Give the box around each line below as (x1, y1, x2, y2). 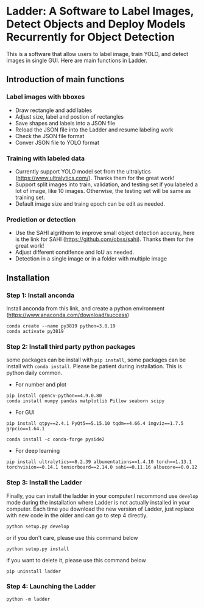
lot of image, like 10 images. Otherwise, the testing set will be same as (15, 187, 191, 194)
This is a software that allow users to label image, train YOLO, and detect (6, 50, 189, 57)
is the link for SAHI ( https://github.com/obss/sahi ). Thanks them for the (15, 236, 194, 243)
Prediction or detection (6, 215, 76, 223)
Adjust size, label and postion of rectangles (15, 113, 124, 120)
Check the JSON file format (15, 132, 85, 139)
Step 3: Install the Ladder (6, 478, 82, 487)
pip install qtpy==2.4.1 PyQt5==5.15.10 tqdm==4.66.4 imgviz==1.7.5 (6, 421, 184, 427)
